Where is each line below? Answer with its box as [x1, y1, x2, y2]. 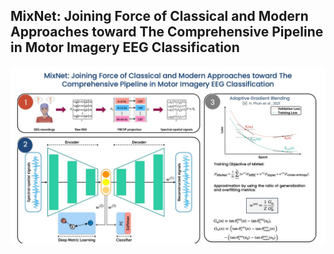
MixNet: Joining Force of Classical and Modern [10, 8, 309, 25]
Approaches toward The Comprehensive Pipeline [10, 24, 324, 41]
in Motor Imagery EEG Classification [10, 39, 240, 56]
